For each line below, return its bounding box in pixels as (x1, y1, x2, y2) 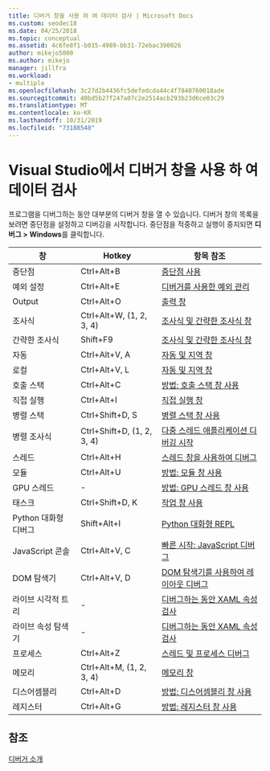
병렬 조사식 (12, 431, 52, 442)
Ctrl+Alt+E (80, 281, 121, 292)
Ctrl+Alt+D (80, 685, 121, 696)
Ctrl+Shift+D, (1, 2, (80, 425, 153, 437)
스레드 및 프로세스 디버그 (162, 648, 250, 659)
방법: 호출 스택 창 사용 (162, 379, 239, 391)
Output (12, 295, 39, 306)
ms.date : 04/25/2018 (8, 27, 78, 35)
